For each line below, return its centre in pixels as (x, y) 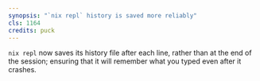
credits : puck (32, 30)
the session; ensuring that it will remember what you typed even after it (125, 61)
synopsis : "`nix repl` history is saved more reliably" (103, 15)
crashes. (23, 70)
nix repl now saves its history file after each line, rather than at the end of (130, 53)
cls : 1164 (25, 23)
